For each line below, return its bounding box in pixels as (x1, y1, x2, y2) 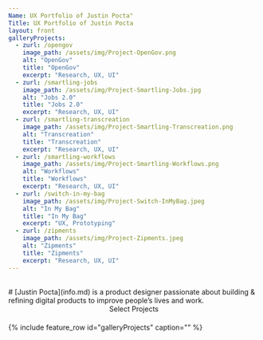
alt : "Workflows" (22, 168, 80, 176)
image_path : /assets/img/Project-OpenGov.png (22, 49, 177, 57)
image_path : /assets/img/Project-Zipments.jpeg (22, 235, 183, 243)
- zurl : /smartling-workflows (15, 152, 116, 160)
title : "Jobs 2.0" (22, 101, 84, 109)
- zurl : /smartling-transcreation (15, 116, 130, 124)
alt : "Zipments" (22, 242, 77, 250)
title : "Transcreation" (22, 137, 102, 146)
